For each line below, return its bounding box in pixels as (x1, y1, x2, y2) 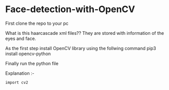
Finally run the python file (5, 60, 59, 66)
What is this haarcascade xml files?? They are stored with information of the (5, 30, 164, 36)
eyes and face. (5, 35, 37, 41)
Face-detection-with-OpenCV (5, 4, 136, 15)
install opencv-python (5, 51, 51, 57)
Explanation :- (5, 70, 35, 76)
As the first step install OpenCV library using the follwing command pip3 (5, 45, 156, 51)
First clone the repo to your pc (5, 20, 69, 26)
